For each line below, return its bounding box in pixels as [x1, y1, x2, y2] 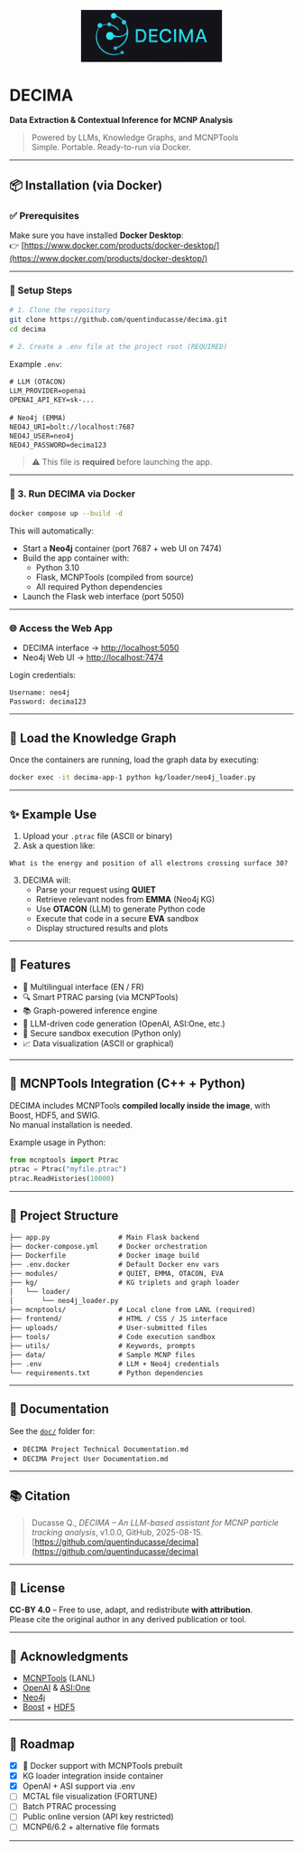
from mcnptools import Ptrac [9, 1155, 119, 1165]
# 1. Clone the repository [9, 306, 111, 315]
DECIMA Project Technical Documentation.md [22, 1444, 189, 1454]
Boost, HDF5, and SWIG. [9, 1110, 101, 1120]
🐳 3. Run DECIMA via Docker [9, 487, 136, 500]
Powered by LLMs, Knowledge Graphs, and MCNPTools [31, 132, 239, 143]
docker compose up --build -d [9, 509, 124, 518]
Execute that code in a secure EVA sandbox [35, 912, 199, 923]
